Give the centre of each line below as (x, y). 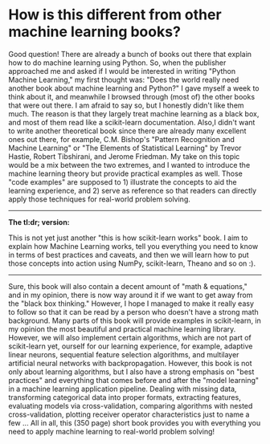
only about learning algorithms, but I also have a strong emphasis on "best (131, 372)
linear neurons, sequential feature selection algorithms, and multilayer (124, 354)
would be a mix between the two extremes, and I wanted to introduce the (129, 165)
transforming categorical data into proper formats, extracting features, (125, 397)
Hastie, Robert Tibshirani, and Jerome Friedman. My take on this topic (124, 156)
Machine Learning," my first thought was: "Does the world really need (124, 79)
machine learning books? (94, 32)
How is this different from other (115, 15)
